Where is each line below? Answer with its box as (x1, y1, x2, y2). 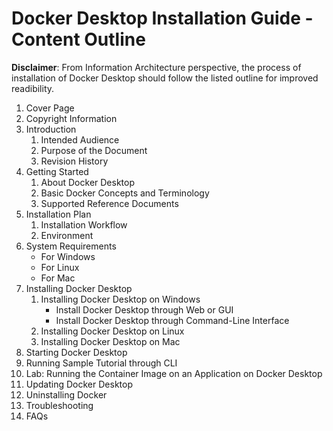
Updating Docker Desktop (25, 378, 133, 390)
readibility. (11, 82, 55, 94)
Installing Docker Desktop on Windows (40, 293, 201, 305)
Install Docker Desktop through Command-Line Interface (55, 314, 290, 326)
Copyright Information (25, 112, 118, 124)
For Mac (40, 272, 76, 284)
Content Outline (11, 28, 146, 51)
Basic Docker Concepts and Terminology (40, 187, 210, 199)
